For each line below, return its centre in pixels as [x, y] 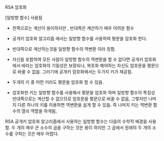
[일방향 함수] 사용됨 [24, 18]
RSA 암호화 [16, 7]
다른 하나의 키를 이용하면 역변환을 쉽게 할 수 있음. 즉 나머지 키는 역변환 [85, 105]
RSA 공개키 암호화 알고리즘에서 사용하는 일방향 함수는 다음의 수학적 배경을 [76, 121]
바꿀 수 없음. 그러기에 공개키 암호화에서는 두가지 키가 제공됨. [75, 72]
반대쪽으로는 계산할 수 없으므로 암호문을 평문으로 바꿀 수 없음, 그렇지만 [80, 99]
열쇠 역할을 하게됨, [39, 111]
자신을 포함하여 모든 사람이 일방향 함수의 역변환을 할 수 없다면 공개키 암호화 [84, 59]
